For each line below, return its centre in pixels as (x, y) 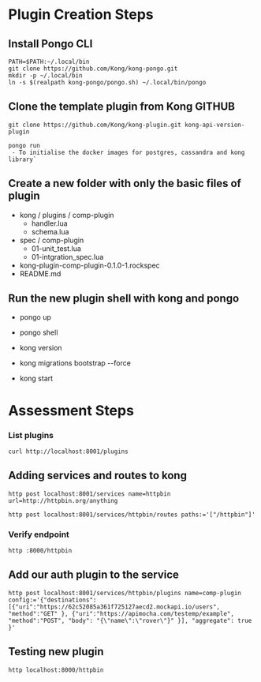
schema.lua (50, 231)
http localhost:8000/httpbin (56, 670)
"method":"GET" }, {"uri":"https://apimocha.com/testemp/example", (121, 613)
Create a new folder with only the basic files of (125, 184)
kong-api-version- (214, 125)
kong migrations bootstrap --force (75, 363)
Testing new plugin (56, 652)
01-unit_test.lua (56, 248)
